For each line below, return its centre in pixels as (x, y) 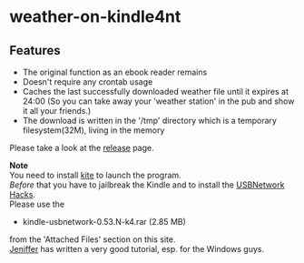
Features (35, 51)
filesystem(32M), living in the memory (93, 130)
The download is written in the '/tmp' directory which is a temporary (149, 121)
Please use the (37, 204)
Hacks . (23, 194)
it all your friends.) (57, 111)
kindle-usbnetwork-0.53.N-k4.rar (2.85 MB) (104, 222)
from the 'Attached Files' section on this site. (93, 239)
